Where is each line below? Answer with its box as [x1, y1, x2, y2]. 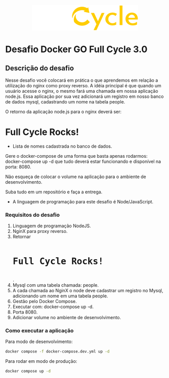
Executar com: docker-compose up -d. [12, 304, 94, 310]
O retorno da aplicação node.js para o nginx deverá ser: [5, 109, 122, 115]
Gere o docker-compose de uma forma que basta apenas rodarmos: [5, 153, 148, 159]
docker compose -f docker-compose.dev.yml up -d [5, 349, 110, 354]
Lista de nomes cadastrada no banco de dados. [12, 143, 112, 149]
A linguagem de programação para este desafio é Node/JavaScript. [12, 198, 153, 204]
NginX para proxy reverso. [12, 228, 68, 234]
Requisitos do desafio [5, 211, 60, 218]
